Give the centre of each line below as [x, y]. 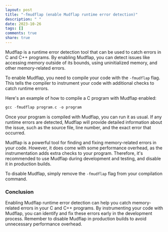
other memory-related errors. [36, 68]
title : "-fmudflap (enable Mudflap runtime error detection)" [71, 15]
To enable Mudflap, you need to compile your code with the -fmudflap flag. [83, 78]
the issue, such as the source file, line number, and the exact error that [78, 127]
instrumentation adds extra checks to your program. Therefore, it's [74, 153]
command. [16, 179]
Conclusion [20, 192]
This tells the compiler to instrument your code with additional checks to [80, 83]
